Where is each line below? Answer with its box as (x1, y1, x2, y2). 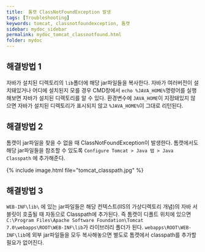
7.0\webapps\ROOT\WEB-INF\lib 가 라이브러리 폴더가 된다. (6, 224, 144, 231)
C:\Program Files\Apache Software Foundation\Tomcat (6, 218, 144, 224)
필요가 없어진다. (6, 239, 45, 246)
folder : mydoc (6, 37, 43, 43)
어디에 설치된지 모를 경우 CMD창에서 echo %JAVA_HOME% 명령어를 (32, 86, 185, 94)
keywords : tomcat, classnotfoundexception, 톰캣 (6, 20, 130, 26)
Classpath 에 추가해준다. (6, 154, 65, 161)
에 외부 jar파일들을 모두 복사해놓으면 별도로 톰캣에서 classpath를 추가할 (25, 231, 197, 239)
